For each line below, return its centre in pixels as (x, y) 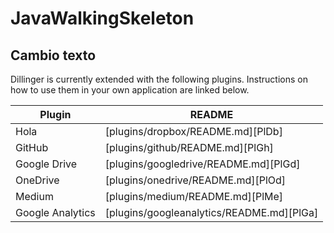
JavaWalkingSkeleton (102, 18)
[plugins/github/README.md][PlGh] (189, 147)
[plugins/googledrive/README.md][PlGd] (202, 164)
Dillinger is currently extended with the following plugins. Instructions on (159, 79)
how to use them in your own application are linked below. (130, 90)
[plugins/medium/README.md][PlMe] (194, 196)
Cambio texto (53, 55)
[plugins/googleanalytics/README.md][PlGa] (211, 212)
